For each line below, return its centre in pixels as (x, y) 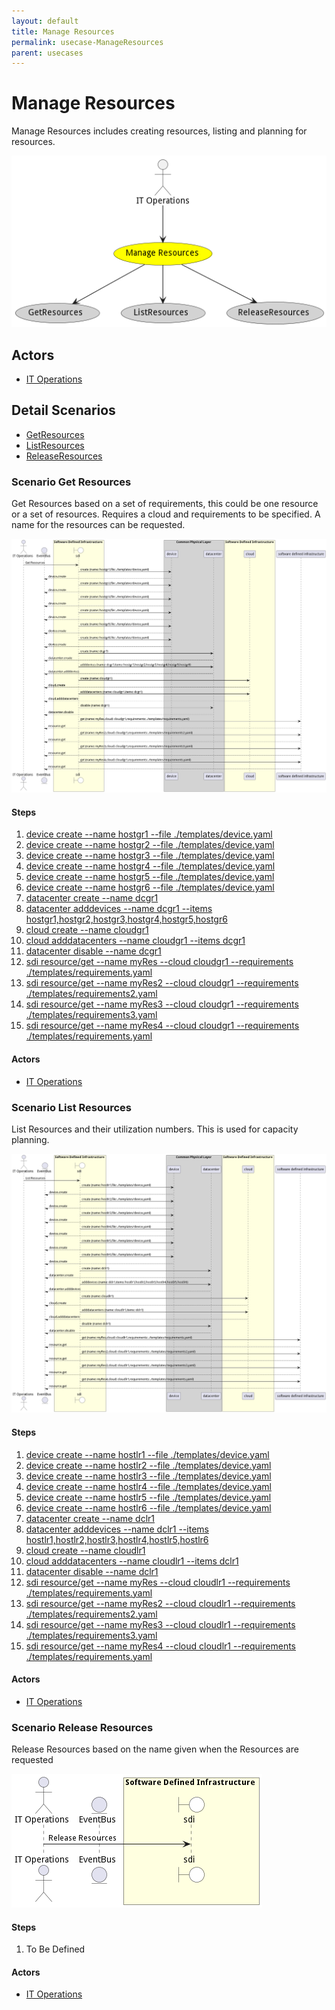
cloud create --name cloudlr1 (85, 1550)
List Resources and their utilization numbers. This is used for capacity (155, 1129)
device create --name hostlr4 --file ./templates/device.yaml (148, 1486)
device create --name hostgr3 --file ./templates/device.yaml (150, 856)
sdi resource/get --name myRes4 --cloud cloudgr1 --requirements (162, 1026)
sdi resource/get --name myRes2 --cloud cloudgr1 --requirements (162, 983)
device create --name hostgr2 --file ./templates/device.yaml (150, 845)
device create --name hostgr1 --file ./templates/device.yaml (149, 834)
